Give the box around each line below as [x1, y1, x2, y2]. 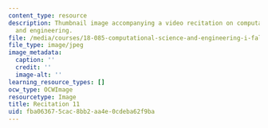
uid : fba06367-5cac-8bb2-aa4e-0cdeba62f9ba [8, 108, 156, 116]
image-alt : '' [15, 71, 62, 79]
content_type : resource [8, 11, 88, 20]
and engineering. [15, 26, 73, 34]
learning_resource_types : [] [8, 78, 105, 86]
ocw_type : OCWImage [8, 85, 73, 94]
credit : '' [15, 64, 52, 72]
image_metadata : [8, 48, 62, 56]
